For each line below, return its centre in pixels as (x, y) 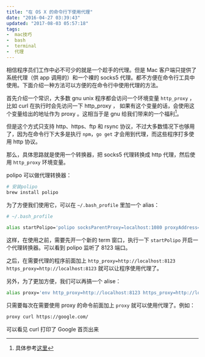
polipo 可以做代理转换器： (39, 175)
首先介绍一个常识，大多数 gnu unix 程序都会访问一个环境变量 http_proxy (97, 98)
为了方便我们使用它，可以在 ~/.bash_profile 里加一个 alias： (83, 205)
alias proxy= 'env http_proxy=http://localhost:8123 (73, 293)
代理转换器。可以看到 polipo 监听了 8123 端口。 (71, 247)
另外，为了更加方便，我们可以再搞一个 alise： (64, 281)
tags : (13, 29)
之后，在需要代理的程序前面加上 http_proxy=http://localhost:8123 (91, 261)
